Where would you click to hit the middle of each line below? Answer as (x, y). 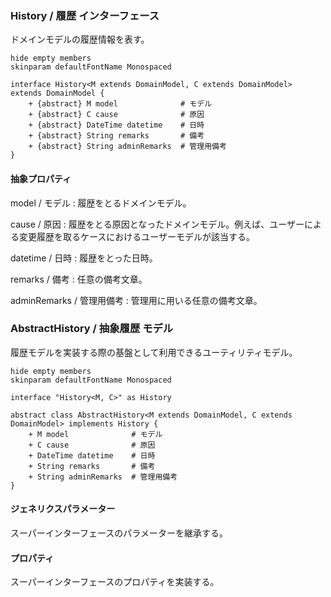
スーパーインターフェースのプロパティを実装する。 (115, 582)
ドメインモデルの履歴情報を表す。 (80, 39)
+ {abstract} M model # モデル (120, 104)
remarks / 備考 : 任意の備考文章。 (79, 279)
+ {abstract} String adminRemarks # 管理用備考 (127, 147)
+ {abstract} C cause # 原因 (116, 115)
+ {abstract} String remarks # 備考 (116, 136)
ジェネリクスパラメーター (63, 509)
